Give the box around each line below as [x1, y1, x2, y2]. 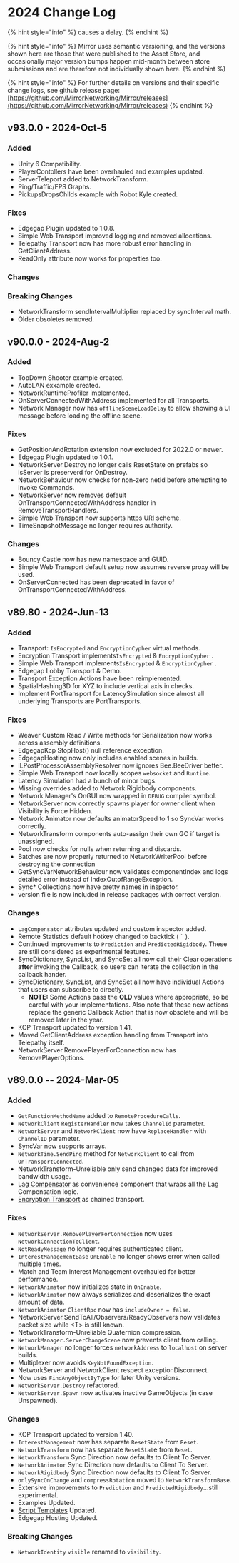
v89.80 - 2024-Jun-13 [7, 606, 109, 618]
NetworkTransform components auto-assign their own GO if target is [17, 830, 220, 838]
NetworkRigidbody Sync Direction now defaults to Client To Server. [17, 1468, 212, 1477]
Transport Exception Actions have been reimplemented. [17, 674, 182, 683]
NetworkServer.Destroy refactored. [17, 1381, 120, 1389]
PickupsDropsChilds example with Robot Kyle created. [17, 190, 178, 198]
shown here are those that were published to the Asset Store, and [7, 49, 200, 58]
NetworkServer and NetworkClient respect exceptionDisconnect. [17, 1365, 209, 1374]
